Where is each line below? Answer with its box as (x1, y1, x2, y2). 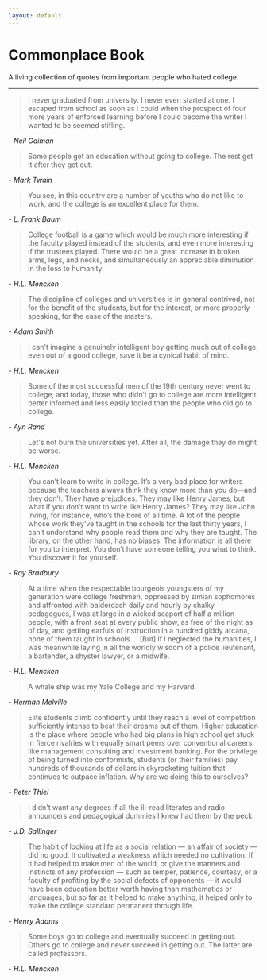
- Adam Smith (8, 327, 54, 336)
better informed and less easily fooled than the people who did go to (27, 398, 253, 408)
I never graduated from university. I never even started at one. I (27, 95, 234, 104)
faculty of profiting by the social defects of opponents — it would (27, 875, 242, 885)
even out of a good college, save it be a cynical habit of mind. (27, 351, 230, 360)
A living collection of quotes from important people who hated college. (8, 72, 239, 82)
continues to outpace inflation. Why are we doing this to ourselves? (27, 772, 249, 781)
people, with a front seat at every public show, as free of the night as (27, 617, 253, 626)
